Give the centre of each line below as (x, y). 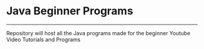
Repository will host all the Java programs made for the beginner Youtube (98, 33)
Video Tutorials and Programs (43, 39)
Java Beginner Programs (70, 11)
